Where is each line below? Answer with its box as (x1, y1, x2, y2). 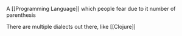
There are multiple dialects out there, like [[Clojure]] (6, 23, 136, 30)
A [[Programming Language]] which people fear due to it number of (6, 5, 176, 12)
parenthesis (6, 11, 37, 19)
